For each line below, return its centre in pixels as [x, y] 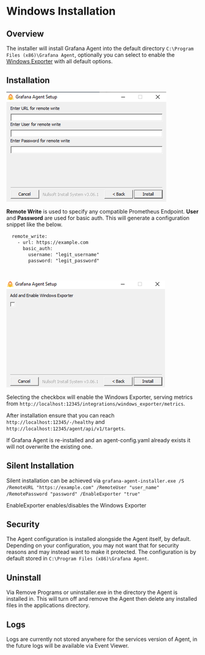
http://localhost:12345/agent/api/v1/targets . [66, 428]
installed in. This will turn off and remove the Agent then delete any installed [102, 599]
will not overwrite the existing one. [49, 446]
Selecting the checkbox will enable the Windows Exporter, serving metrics [100, 397]
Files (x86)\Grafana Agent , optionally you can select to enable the [91, 55]
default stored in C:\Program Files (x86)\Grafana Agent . [78, 559]
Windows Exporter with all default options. [59, 61]
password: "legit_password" [64, 260]
